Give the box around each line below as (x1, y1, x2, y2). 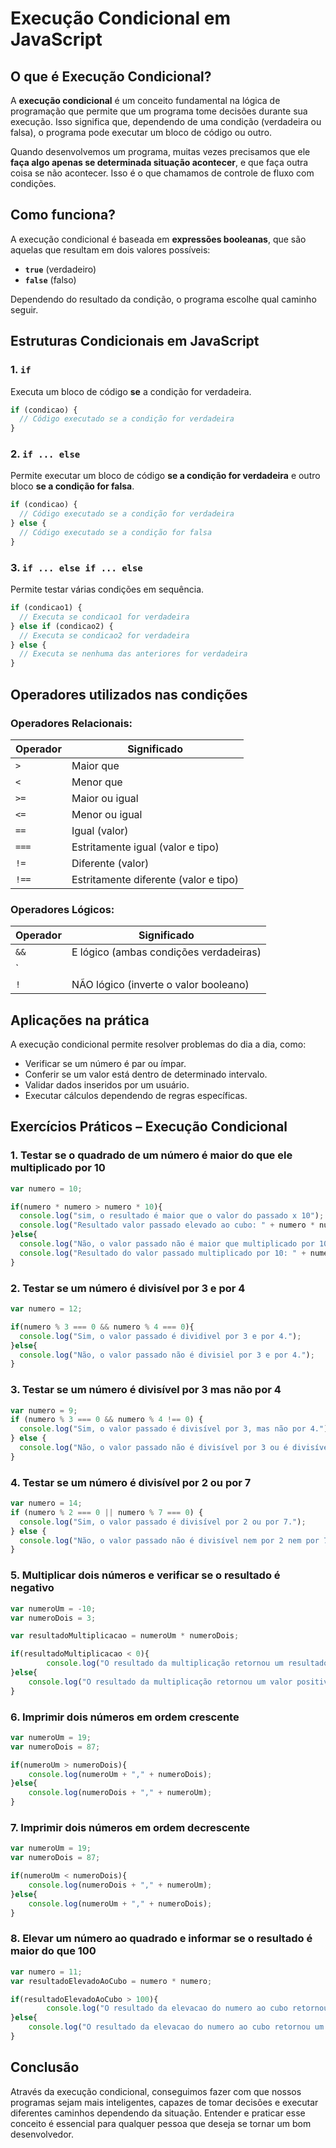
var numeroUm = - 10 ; (10, 1603, 97, 1614)
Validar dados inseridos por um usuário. (24, 1079, 190, 1091)
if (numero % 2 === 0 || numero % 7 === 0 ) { (10, 1507, 204, 1517)
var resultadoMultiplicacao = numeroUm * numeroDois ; (10, 1631, 240, 1641)
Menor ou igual (71, 807, 143, 821)
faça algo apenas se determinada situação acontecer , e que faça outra (10, 157, 309, 168)
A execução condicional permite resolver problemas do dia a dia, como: (10, 1038, 307, 1051)
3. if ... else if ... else (10, 560, 143, 574)
